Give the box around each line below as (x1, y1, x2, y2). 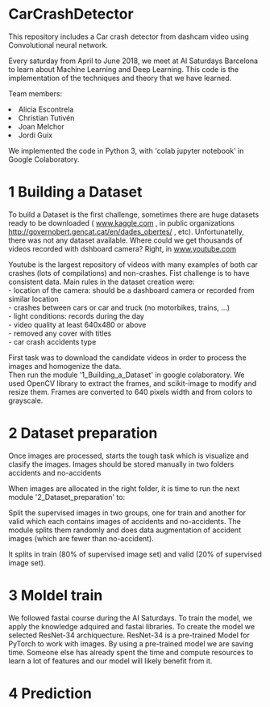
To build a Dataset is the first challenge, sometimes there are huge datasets (8, 210, 260, 219)
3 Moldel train (8, 586, 103, 604)
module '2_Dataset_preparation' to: (8, 492, 126, 502)
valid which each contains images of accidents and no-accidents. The (8, 516, 242, 526)
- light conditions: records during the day (8, 311, 145, 320)
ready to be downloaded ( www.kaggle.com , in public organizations (8, 218, 235, 227)
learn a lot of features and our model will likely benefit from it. (8, 656, 213, 666)
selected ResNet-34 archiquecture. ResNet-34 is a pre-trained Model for (8, 630, 250, 640)
